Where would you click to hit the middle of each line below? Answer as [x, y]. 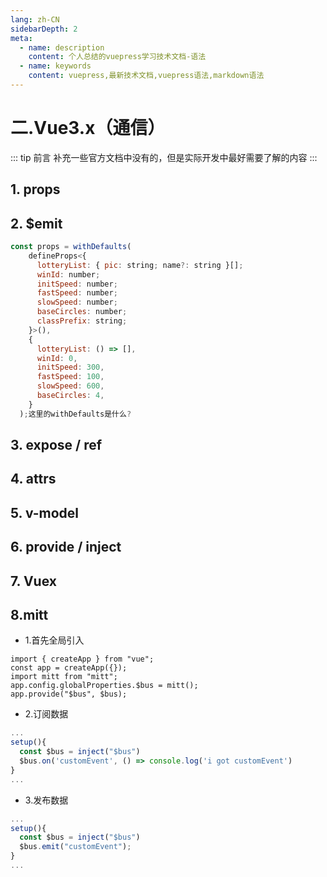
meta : [21, 38]
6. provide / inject [66, 547]
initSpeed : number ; [77, 284]
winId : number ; [68, 274]
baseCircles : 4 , [70, 396]
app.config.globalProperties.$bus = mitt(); [104, 686]
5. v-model [44, 512]
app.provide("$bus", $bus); [69, 694]
